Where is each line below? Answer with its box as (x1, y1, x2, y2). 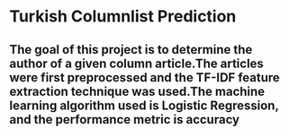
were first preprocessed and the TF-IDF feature (9, 70, 281, 85)
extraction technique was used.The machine (9, 83, 266, 99)
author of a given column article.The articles (9, 55, 264, 71)
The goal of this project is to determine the (9, 42, 253, 57)
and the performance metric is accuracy (9, 112, 240, 127)
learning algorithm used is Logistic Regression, (9, 98, 279, 113)
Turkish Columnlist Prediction (9, 6, 237, 27)
